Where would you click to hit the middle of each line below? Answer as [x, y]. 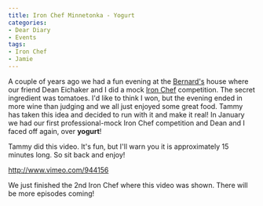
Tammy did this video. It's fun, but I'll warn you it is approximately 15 [119, 146]
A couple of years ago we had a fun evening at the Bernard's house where [128, 81]
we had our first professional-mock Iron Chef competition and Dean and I [126, 123]
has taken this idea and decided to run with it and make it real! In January [126, 114]
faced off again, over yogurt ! [55, 131]
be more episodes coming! [51, 193]
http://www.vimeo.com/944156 [58, 170]
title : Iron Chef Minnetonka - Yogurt [71, 15]
